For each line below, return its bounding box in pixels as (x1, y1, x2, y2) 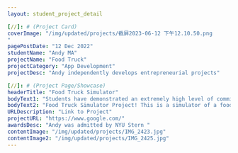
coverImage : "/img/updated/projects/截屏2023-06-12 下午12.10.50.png (7, 30, 212, 37)
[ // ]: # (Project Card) (7, 23, 78, 30)
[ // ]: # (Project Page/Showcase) (7, 82, 106, 89)
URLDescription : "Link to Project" (7, 108, 113, 115)
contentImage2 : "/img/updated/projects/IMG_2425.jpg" (7, 135, 170, 142)
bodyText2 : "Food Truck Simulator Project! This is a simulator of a (7, 102, 217, 109)
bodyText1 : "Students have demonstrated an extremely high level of (7, 95, 214, 103)
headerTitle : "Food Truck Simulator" (7, 89, 119, 96)
